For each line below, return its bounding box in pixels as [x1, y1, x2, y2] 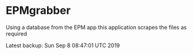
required [5, 30, 27, 37]
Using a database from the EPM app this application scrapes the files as [5, 24, 187, 31]
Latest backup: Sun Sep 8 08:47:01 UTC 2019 [5, 42, 120, 49]
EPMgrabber [5, 4, 71, 18]
